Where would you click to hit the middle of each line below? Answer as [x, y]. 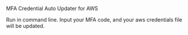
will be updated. [25, 26]
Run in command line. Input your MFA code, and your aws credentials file [94, 20]
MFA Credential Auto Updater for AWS [52, 8]
